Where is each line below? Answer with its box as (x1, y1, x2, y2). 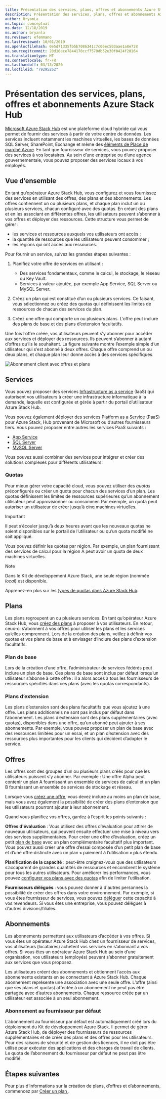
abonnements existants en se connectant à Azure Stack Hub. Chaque (5, 974, 147, 980)
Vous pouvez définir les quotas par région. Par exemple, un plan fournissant (5, 543, 160, 549)
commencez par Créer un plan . (5, 1088, 70, 1094)
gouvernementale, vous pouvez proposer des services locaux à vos (5, 157, 143, 163)
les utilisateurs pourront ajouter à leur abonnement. (5, 804, 110, 810)
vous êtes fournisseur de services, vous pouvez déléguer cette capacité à (5, 895, 156, 901)
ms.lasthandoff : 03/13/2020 (5, 62, 63, 67)
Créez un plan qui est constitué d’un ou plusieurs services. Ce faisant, (12, 295, 155, 302)
